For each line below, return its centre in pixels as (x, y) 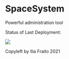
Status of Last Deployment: (33, 32)
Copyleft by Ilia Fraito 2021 (32, 51)
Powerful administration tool (34, 22)
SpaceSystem (35, 9)
